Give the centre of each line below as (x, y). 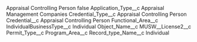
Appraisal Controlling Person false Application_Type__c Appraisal (85, 8)
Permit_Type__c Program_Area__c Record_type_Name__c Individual (88, 33)
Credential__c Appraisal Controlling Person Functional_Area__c (82, 20)
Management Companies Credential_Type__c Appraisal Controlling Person (97, 14)
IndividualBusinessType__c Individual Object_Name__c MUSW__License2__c (99, 27)
